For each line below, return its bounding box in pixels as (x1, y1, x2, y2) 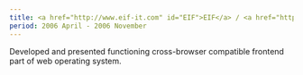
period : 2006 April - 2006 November (9, 21, 147, 30)
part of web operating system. (9, 55, 122, 66)
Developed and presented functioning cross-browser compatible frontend (9, 46, 284, 56)
